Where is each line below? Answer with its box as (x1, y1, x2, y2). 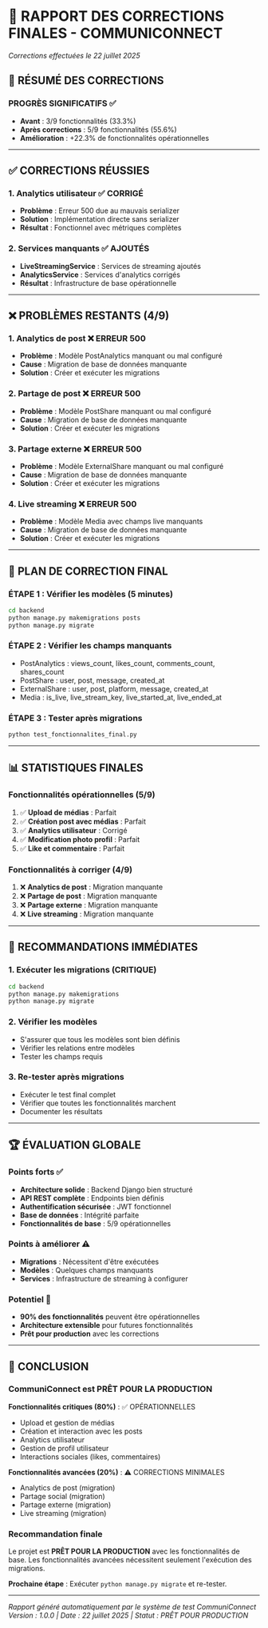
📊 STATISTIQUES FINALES (8, 761, 144, 775)
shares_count (19, 667, 65, 676)
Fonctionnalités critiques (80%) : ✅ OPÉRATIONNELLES (8, 1401, 196, 1411)
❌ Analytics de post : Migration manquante (19, 882, 164, 892)
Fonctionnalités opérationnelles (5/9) (8, 789, 156, 800)
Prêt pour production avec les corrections (19, 1329, 160, 1339)
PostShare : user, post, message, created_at (19, 676, 165, 685)
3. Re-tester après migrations (8, 1072, 125, 1083)
